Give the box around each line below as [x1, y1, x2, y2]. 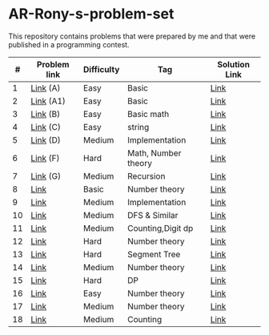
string [127, 121, 150, 132]
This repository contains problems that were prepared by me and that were [8, 31, 256, 41]
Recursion [127, 170, 166, 181]
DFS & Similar [127, 209, 179, 220]
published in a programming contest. [8, 39, 130, 49]
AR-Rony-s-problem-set [8, 5, 175, 23]
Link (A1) [30, 95, 66, 107]
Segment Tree [127, 248, 181, 260]
